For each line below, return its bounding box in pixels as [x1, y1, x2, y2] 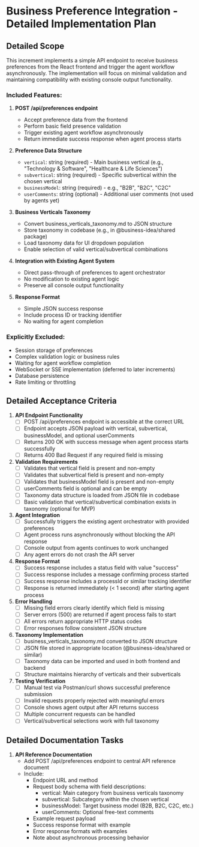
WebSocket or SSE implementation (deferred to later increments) [14, 365, 176, 373]
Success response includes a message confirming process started [23, 571, 189, 578]
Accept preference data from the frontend [23, 116, 128, 124]
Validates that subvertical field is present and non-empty [23, 471, 164, 478]
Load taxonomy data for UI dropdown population [23, 239, 144, 247]
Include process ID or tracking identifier [23, 311, 122, 319]
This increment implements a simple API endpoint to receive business [6, 57, 178, 64]
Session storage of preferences [14, 347, 94, 354]
